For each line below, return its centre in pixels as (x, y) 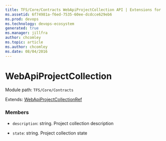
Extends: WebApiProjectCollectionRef (43, 100)
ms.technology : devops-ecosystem (40, 24)
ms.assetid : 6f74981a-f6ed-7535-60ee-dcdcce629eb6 (59, 14)
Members (17, 113)
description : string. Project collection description (63, 123)
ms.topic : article (24, 42)
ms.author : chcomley (27, 47)
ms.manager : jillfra (27, 33)
